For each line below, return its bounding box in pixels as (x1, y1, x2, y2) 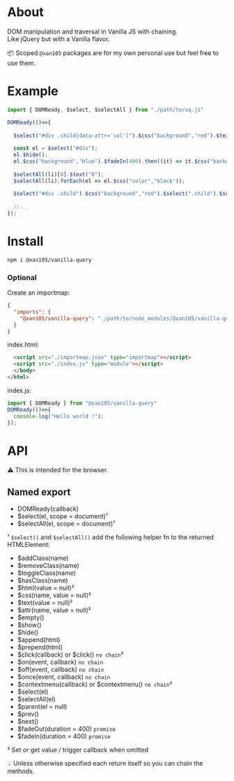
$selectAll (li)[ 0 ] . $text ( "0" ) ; (13, 170, 104, 178)
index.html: (7, 340, 40, 349)
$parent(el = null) (17, 703, 68, 711)
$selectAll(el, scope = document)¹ (17, 520, 115, 528)
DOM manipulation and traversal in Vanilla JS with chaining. (7, 27, 178, 36)
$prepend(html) (17, 643, 63, 652)
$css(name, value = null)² (17, 591, 92, 599)
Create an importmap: (7, 289, 70, 297)
